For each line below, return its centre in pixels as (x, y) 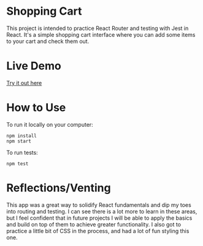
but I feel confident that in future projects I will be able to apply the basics (99, 218)
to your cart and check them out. (48, 41)
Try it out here (24, 83)
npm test (17, 163)
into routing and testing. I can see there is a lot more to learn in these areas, (102, 211)
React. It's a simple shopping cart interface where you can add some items (101, 34)
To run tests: (22, 152)
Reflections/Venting (59, 188)
